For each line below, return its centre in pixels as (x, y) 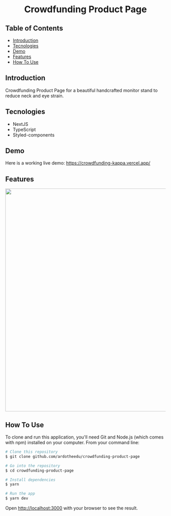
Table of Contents (34, 28)
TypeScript (24, 129)
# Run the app (20, 494)
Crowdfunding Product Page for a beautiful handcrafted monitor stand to (81, 90)
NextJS (20, 124)
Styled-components (34, 135)
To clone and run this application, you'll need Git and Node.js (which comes (84, 437)
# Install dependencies (31, 480)
